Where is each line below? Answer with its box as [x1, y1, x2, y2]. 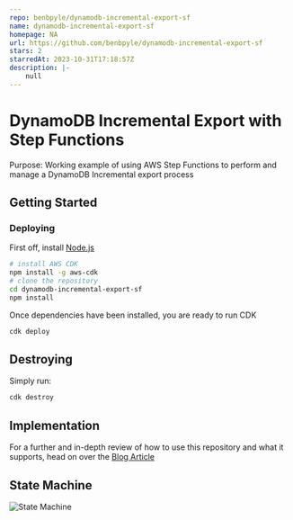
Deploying [9, 222, 56, 234]
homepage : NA [9, 30, 58, 39]
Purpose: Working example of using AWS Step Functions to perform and [9, 159, 277, 170]
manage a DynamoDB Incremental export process [9, 168, 194, 180]
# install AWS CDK [9, 260, 78, 269]
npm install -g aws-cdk [9, 268, 99, 277]
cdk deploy [9, 327, 50, 336]
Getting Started [9, 195, 98, 211]
